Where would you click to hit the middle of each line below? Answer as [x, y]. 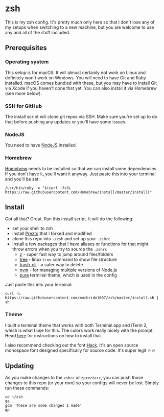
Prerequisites [26, 48]
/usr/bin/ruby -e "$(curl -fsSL [38, 188]
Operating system [27, 62]
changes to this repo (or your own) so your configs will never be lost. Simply [82, 383]
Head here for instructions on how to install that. [54, 335]
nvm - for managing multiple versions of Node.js [68, 270]
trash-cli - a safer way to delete [51, 265]
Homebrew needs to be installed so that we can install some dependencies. [81, 168]
